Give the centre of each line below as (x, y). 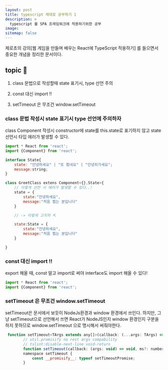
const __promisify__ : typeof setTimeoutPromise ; (83, 358)
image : (12, 29)
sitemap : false (21, 33)
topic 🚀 (16, 70)
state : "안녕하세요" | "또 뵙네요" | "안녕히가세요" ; (63, 164)
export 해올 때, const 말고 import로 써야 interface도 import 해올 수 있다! (76, 273)
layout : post (19, 10)
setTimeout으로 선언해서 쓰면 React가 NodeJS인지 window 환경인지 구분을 (84, 319)
